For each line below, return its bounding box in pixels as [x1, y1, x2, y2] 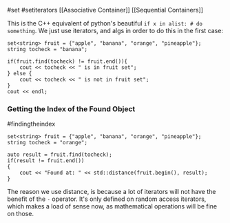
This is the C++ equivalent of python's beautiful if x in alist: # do [7, 19, 203, 27]
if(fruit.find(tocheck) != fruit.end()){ [7, 58, 128, 65]
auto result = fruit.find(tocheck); [7, 151, 112, 158]
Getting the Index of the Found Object [7, 104, 136, 113]
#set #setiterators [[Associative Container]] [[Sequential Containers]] [7, 6, 204, 14]
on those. [7, 210, 34, 218]
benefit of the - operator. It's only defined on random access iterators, [7, 195, 207, 203]
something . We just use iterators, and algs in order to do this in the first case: [7, 27, 224, 35]
